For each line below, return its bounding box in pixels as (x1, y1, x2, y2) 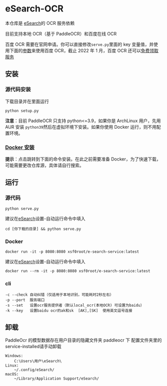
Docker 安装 (5, 144, 35, 151)
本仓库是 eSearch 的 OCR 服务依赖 (5, 20, 75, 26)
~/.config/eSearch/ (14, 368, 55, 373)
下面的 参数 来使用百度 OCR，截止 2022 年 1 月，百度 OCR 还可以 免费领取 (9, 47, 159, 53)
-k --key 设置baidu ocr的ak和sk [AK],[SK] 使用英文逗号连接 (5, 308, 133, 313)
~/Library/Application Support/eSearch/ (14, 376, 99, 382)
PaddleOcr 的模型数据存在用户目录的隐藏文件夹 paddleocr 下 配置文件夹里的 (5, 337, 162, 343)
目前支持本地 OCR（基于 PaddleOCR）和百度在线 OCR (5, 30, 117, 36)
